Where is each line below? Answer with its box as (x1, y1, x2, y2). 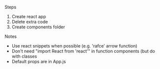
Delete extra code (11, 19, 48, 24)
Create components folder (11, 24, 65, 30)
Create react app (11, 14, 46, 19)
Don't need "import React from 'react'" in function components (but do (11, 48, 155, 54)
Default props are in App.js (11, 59, 66, 64)
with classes (11, 53, 37, 59)
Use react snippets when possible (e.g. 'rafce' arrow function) (11, 43, 138, 48)
